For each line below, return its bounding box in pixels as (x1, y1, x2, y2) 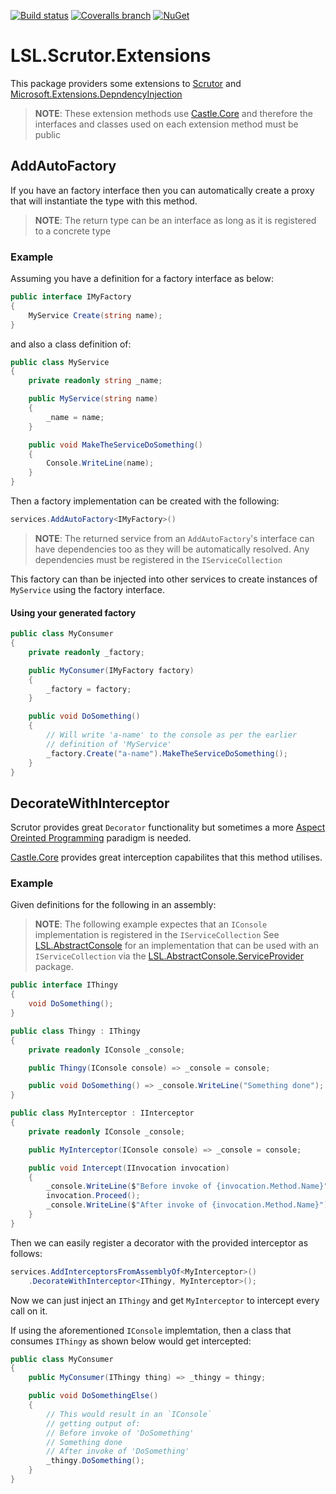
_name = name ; (46, 412, 105, 422)
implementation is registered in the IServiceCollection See (34, 929, 280, 941)
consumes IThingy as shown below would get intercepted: (10, 1335, 252, 1347)
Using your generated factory (10, 606, 137, 619)
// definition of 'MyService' (46, 739, 172, 749)
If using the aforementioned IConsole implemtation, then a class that (10, 1324, 292, 1336)
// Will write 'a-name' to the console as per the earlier (46, 730, 298, 740)
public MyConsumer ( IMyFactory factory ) (28, 665, 195, 675)
